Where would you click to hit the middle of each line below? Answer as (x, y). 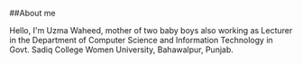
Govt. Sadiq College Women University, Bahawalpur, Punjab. (122, 50)
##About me (32, 13)
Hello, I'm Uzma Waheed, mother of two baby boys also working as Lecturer (151, 30)
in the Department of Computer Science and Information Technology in (141, 40)
